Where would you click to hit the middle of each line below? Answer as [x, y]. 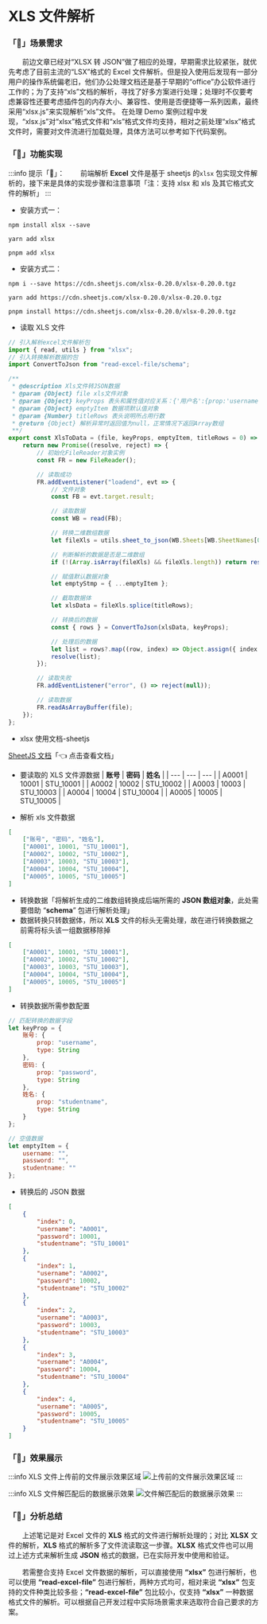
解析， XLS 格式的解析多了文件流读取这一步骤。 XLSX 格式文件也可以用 [137, 1545]
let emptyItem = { [39, 1146]
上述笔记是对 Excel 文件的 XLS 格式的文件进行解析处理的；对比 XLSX [135, 1535]
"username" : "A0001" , [73, 1229]
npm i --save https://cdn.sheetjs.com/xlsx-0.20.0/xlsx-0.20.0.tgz [122, 283]
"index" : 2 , [57, 1310]
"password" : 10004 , [69, 1369]
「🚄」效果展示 [35, 1458]
